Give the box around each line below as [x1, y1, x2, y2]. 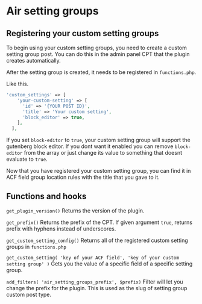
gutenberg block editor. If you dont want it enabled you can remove [6, 143, 174, 150]
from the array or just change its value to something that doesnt [24, 149, 183, 157]
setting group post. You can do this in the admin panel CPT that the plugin [6, 51, 190, 58]
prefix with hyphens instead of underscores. [6, 225, 116, 232]
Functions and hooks [6, 191, 87, 201]
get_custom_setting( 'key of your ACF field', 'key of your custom [6, 255, 180, 261]
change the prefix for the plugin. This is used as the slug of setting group [6, 284, 188, 291]
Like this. [6, 80, 29, 87]
